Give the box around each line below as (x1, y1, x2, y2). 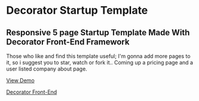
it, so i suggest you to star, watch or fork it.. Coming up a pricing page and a (6, 59, 193, 66)
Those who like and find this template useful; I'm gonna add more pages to (6, 53, 191, 60)
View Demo (6, 77, 35, 84)
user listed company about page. (6, 65, 88, 72)
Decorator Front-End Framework (6, 36, 130, 47)
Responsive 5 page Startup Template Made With (6, 27, 190, 38)
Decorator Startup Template (6, 4, 148, 17)
